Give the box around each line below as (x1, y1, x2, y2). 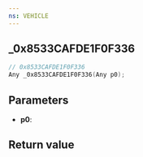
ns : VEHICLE (8, 11, 49, 20)
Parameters (8, 93, 69, 107)
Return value (8, 138, 75, 152)
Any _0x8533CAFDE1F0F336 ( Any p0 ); (8, 70, 126, 79)
